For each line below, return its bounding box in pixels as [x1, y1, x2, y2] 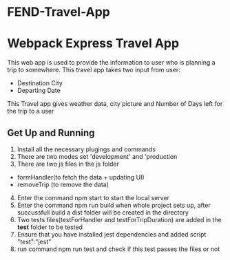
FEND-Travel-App [7, 4, 110, 20]
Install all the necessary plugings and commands [17, 145, 156, 153]
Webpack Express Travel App [7, 36, 180, 52]
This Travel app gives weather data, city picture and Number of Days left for [7, 100, 223, 108]
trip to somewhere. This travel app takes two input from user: [7, 66, 180, 74]
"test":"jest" [17, 237, 52, 246]
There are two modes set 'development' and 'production [17, 152, 178, 160]
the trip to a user [7, 107, 54, 116]
